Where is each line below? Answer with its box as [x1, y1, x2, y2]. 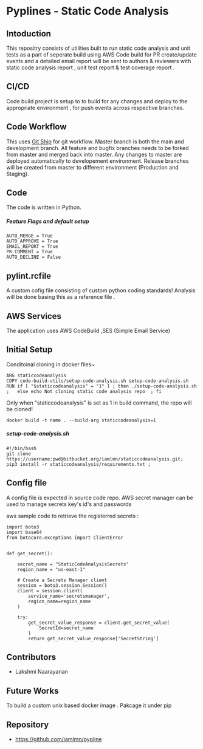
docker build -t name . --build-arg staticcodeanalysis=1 [6, 417, 156, 423]
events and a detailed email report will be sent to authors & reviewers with [6, 58, 191, 64]
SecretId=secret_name [38, 624, 94, 631]
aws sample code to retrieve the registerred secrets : [6, 512, 139, 519]
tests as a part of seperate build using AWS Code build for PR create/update [6, 51, 197, 58]
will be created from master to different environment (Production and [6, 163, 179, 171]
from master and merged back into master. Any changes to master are [6, 151, 182, 158]
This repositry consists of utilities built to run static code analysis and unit [6, 44, 190, 52]
